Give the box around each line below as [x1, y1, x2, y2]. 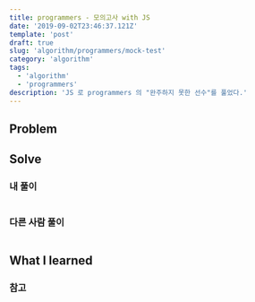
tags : [9, 64, 30, 73]
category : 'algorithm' [9, 55, 94, 64]
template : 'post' [9, 30, 74, 39]
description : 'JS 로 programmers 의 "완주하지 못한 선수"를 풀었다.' [9, 88, 248, 97]
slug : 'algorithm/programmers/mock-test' [9, 47, 166, 56]
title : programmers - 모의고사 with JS [9, 13, 150, 22]
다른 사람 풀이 [9, 216, 65, 229]
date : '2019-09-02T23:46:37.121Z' [9, 22, 139, 30]
